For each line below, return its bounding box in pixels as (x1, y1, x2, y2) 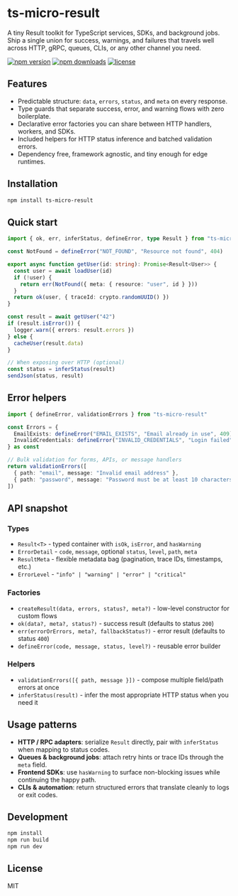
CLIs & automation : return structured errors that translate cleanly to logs (17, 783, 229, 792)
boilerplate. (17, 112, 51, 120)
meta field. (17, 760, 47, 769)
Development (7, 811, 69, 824)
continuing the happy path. (17, 775, 97, 784)
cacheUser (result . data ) (13, 340, 84, 347)
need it (17, 698, 38, 706)
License (7, 863, 43, 875)
